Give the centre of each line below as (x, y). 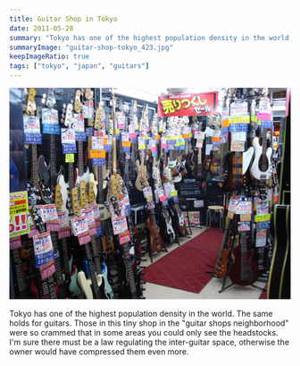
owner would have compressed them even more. (99, 352)
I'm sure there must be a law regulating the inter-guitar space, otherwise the (150, 342)
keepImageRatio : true (50, 57)
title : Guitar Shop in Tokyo (63, 19)
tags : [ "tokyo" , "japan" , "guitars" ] (79, 66)
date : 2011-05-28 (42, 28)
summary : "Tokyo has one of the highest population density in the (137, 38)
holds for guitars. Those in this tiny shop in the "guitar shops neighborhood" (149, 323)
